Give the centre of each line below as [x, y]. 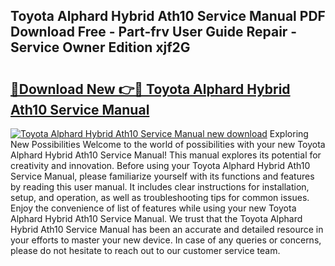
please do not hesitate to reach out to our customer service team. [145, 250]
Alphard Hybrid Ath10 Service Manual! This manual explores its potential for [166, 155]
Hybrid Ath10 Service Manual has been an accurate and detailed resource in [167, 229]
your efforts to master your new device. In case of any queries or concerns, [166, 240]
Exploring [289, 133]
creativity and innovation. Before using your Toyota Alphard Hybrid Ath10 [160, 165]
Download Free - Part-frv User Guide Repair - [154, 32]
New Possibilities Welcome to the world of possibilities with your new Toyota [168, 144]
